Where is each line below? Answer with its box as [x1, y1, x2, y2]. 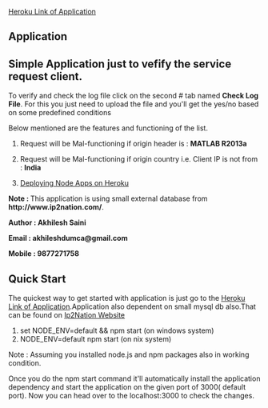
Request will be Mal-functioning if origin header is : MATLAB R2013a [19, 139, 247, 149]
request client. [8, 70, 82, 83]
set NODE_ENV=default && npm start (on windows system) [19, 326, 214, 335]
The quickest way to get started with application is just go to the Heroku [8, 294, 246, 303]
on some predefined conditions [8, 108, 112, 118]
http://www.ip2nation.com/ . [8, 202, 104, 212]
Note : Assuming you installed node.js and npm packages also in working [8, 350, 250, 359]
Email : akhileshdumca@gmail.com [8, 234, 128, 243]
